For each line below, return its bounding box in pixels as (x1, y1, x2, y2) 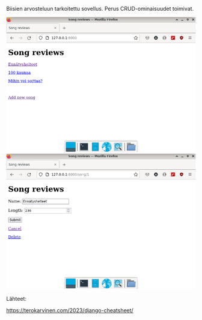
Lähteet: (6, 295, 27, 302)
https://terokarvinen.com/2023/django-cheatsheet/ (6, 306, 133, 314)
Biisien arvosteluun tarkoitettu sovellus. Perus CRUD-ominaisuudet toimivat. (6, 5, 194, 12)
